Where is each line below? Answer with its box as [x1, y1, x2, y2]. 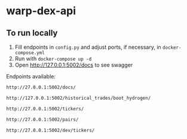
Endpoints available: [6, 73, 56, 80]
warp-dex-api [6, 4, 76, 18]
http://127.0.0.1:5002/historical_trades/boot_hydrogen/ [6, 95, 151, 101]
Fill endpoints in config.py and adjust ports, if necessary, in [14, 43, 161, 50]
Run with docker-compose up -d [14, 55, 92, 62]
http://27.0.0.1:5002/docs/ [6, 84, 76, 90]
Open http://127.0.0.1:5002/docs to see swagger [14, 61, 133, 68]
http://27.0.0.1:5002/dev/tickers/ [6, 127, 95, 133]
